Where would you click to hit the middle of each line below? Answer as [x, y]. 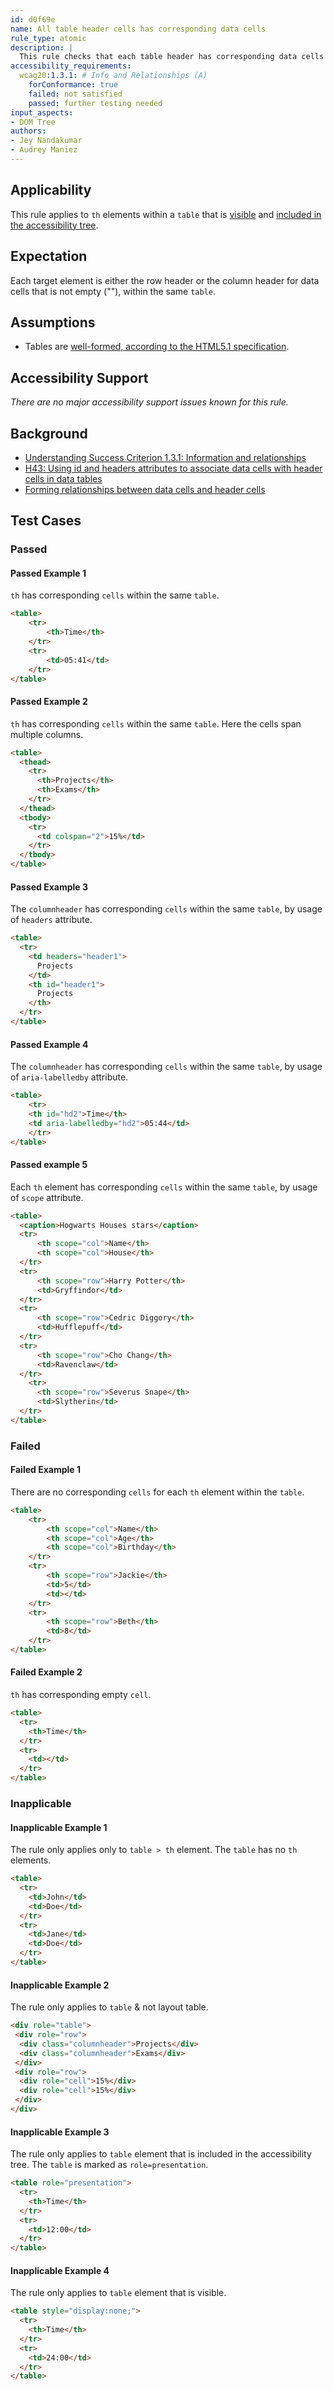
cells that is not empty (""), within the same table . [113, 291]
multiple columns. [47, 734]
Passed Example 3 [49, 887]
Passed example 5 [49, 1165]
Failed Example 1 [45, 1470]
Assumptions [53, 322]
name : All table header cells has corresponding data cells [138, 29]
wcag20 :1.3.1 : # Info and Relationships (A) [113, 76]
